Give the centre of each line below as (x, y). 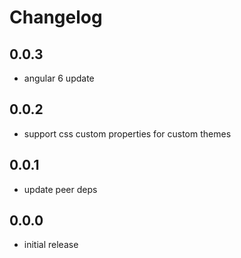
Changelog (56, 17)
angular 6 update (59, 78)
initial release (51, 245)
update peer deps (60, 189)
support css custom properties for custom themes (127, 133)
